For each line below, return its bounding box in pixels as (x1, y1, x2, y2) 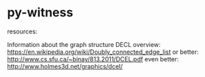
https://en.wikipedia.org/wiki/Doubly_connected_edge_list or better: (7, 48, 199, 56)
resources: (7, 27, 38, 35)
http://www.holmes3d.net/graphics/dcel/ (7, 62, 123, 70)
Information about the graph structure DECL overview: (7, 40, 161, 48)
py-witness (7, 5, 74, 20)
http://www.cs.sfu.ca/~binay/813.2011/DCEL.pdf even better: (7, 55, 179, 63)
